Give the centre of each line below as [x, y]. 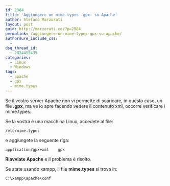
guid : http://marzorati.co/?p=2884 [43, 29]
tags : [11, 72]
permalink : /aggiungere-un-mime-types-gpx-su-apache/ [64, 34]
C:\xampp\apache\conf [28, 178]
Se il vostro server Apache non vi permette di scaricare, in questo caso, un [84, 101]
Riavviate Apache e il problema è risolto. [48, 159]
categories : [18, 57]
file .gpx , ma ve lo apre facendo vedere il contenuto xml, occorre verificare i [85, 106]
